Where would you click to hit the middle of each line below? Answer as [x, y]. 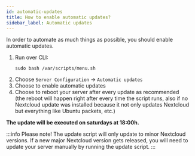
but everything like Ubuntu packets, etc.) [65, 111]
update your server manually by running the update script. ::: [81, 147]
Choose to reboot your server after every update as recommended [97, 92]
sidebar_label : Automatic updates [49, 23]
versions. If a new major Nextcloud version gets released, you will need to [97, 141]
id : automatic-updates [34, 12]
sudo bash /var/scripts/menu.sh [55, 68]
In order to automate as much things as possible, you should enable [90, 40]
